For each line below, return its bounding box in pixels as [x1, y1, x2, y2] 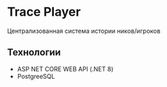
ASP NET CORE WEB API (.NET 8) [17, 64, 114, 73]
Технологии [7, 47, 61, 58]
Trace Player [7, 4, 81, 20]
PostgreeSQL [17, 72, 55, 80]
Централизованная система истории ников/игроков [7, 27, 161, 35]
